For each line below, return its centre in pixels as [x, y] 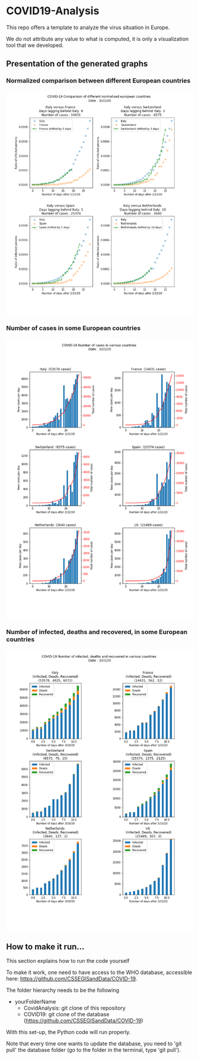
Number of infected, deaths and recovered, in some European [97, 632]
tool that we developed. [35, 45]
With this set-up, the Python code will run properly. [68, 1032]
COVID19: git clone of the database [66, 1014]
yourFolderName [35, 1002]
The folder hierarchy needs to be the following [63, 990]
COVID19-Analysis [53, 11]
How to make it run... [45, 947]
